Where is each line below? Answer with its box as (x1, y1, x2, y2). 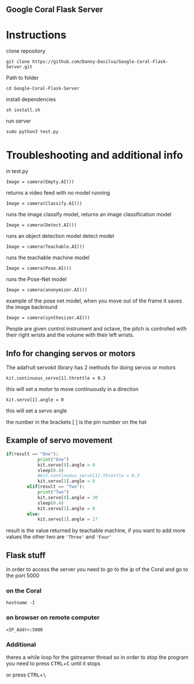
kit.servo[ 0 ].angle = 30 (37, 495, 98, 501)
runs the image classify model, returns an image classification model (6, 211, 172, 218)
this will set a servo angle (6, 407, 67, 414)
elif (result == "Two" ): (27, 484, 85, 490)
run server (6, 117, 31, 125)
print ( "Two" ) (37, 489, 69, 495)
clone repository (6, 47, 46, 55)
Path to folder (6, 74, 39, 81)
